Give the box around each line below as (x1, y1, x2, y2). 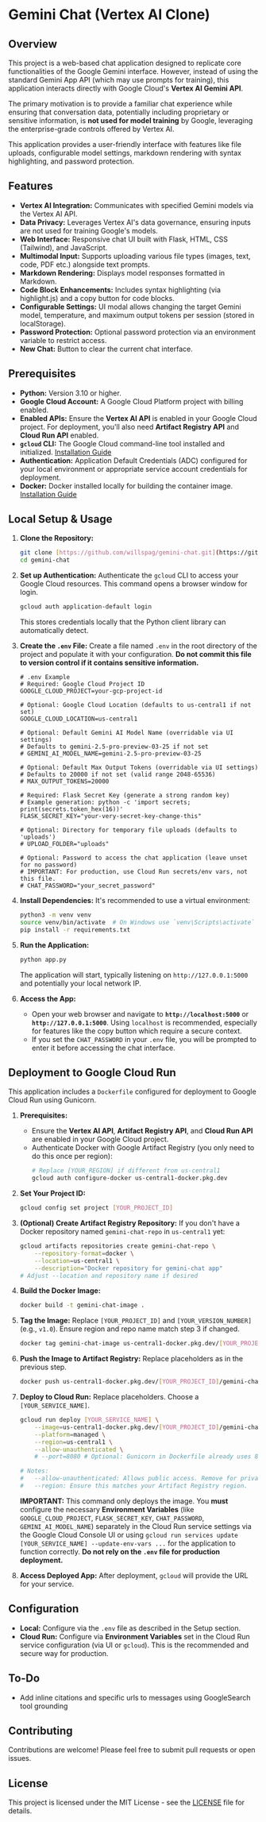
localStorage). (19, 318, 66, 328)
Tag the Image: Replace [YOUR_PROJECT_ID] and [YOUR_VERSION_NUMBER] (19, 1316, 253, 1326)
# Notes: (19, 1467, 49, 1475)
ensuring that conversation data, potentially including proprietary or (8, 107, 229, 117)
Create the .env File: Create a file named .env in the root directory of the (19, 641, 258, 650)
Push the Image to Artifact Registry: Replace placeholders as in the (19, 1354, 244, 1364)
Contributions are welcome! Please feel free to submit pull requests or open (8, 1745, 256, 1754)
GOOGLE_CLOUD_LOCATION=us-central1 (19, 715, 138, 724)
